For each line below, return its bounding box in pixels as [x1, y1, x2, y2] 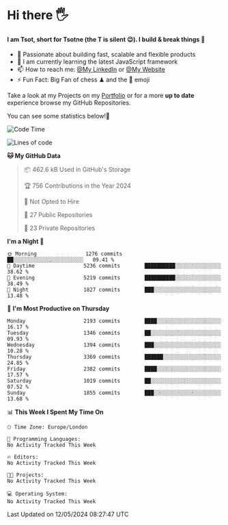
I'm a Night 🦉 [7, 238, 44, 246]
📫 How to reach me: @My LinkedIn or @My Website [16, 65, 165, 74]
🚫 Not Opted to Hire [23, 198, 80, 206]
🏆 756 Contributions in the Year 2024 [23, 181, 132, 190]
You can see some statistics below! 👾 [7, 112, 111, 120]
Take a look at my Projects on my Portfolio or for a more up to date [7, 92, 195, 100]
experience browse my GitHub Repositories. [7, 99, 131, 107]
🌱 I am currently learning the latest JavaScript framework [16, 57, 178, 66]
